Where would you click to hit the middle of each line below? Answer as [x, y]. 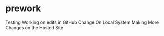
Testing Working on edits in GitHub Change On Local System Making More [82, 22]
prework [23, 9]
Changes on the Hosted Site [34, 27]
